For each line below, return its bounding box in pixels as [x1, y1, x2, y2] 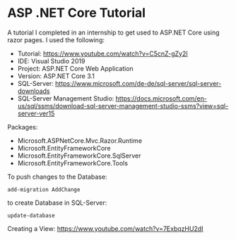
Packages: [7, 122, 38, 131]
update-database [7, 212, 55, 219]
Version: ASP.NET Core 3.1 [17, 72, 95, 80]
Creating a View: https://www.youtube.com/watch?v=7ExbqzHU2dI [7, 224, 203, 233]
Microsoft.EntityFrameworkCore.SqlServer [17, 151, 141, 160]
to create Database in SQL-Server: [7, 198, 107, 207]
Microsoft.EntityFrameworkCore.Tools [17, 158, 129, 167]
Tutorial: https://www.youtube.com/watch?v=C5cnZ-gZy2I [17, 49, 189, 58]
